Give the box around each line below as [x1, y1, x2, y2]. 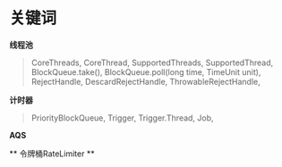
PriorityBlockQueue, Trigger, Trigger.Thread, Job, [30, 113, 214, 123]
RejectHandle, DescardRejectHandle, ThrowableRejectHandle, [30, 76, 261, 87]
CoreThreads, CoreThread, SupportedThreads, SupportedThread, [30, 57, 274, 68]
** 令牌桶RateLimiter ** [9, 148, 96, 159]
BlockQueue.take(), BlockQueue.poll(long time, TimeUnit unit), [30, 66, 261, 77]
